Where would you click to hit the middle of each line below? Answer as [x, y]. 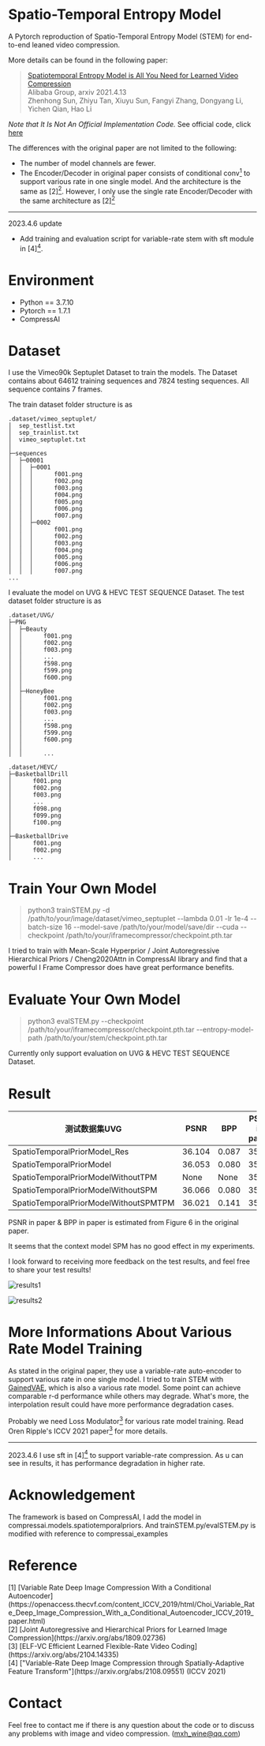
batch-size [45, 927]
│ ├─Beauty [28, 629]
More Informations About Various [120, 1332]
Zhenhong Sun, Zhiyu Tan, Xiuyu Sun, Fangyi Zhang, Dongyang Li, [135, 100]
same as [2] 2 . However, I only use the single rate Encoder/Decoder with [136, 190]
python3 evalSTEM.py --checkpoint [86, 1021]
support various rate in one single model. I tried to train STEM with [116, 1380]
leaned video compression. [76, 44]
